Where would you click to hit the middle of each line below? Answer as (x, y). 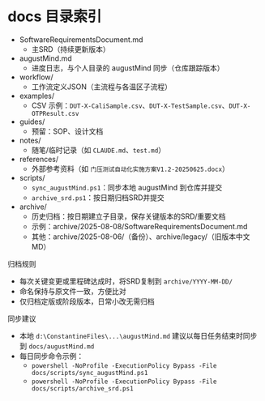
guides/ (32, 122)
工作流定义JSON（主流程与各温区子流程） (101, 87)
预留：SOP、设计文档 (67, 131)
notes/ (30, 140)
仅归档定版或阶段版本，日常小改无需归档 (87, 301)
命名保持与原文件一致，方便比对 (73, 291)
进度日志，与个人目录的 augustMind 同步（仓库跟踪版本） (128, 68)
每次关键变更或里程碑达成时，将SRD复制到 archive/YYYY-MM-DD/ (126, 281)
